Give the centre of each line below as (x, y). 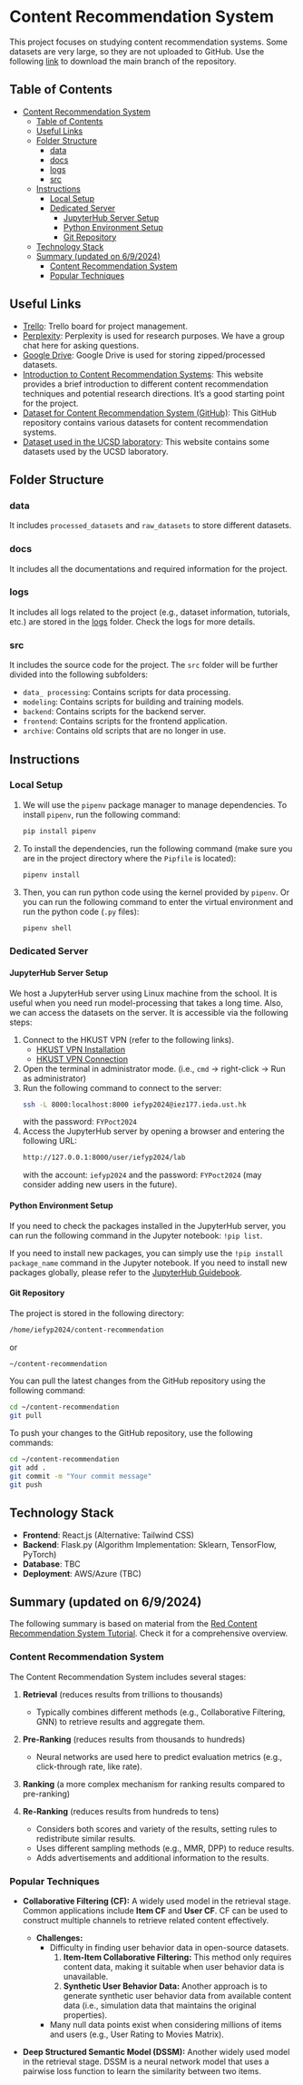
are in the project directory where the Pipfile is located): (129, 858)
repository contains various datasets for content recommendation (145, 422)
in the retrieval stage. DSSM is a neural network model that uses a (146, 2061)
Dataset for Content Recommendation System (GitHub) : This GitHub (149, 413)
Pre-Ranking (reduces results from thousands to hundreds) (134, 1739)
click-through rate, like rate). (89, 1766)
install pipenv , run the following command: (102, 814)
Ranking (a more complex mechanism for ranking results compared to (154, 1784)
